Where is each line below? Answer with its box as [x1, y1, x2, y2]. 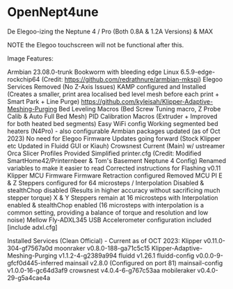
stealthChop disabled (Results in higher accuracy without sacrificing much [7, 186, 220, 194]
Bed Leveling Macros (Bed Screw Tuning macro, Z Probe [58, 104, 221, 113]
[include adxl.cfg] [7, 223, 58, 231]
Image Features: [7, 54, 54, 63]
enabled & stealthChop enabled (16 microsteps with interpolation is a [7, 201, 204, 209]
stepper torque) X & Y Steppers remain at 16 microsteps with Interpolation [7, 193, 218, 202]
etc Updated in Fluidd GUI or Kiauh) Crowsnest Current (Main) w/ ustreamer [7, 141, 225, 150]
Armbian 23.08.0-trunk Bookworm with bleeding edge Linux [7, 68, 179, 76]
